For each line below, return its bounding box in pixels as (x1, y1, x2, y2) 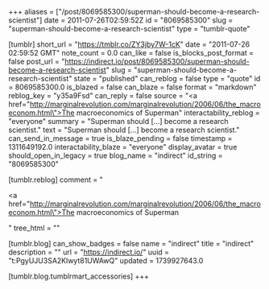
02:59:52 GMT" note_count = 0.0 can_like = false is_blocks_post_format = (8, 48, 255, 57)
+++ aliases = (8, 7, 55, 16)
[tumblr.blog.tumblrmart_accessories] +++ (8, 271, 150, 281)
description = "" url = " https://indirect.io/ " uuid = (8, 247, 170, 257)
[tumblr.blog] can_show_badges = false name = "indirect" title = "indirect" (8, 239, 255, 248)
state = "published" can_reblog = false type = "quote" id (73, 74, 261, 83)
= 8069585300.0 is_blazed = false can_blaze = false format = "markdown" (8, 82, 257, 92)
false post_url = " (8, 56, 65, 66)
